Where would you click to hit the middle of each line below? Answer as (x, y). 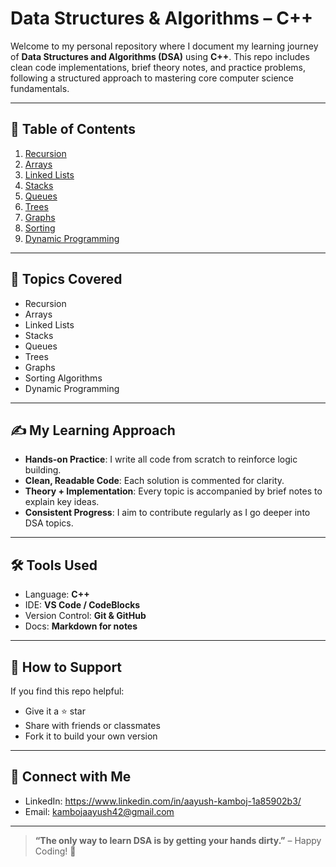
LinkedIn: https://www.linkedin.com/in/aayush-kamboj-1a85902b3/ (163, 801)
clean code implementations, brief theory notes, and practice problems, (158, 67)
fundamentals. (40, 88)
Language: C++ (57, 594)
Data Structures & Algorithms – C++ (161, 18)
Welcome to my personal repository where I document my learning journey (164, 46)
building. (43, 470)
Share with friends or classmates (92, 725)
